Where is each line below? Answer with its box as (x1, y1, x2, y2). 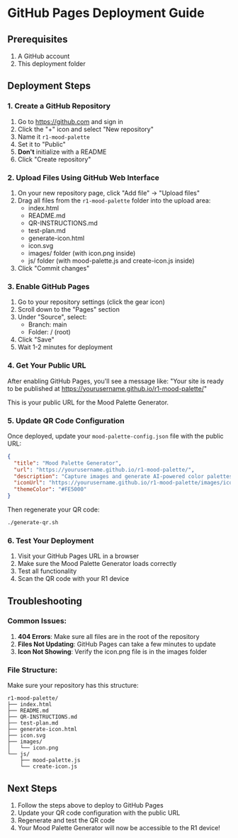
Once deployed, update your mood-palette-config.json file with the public (7, 431, 225, 440)
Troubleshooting (7, 595, 83, 607)
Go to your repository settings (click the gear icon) (17, 298, 165, 306)
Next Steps (7, 782, 57, 794)
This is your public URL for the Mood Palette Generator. (7, 398, 169, 407)
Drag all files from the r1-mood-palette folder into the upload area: (17, 196, 211, 205)
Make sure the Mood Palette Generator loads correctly (17, 560, 177, 568)
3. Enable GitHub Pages (7, 281, 90, 291)
